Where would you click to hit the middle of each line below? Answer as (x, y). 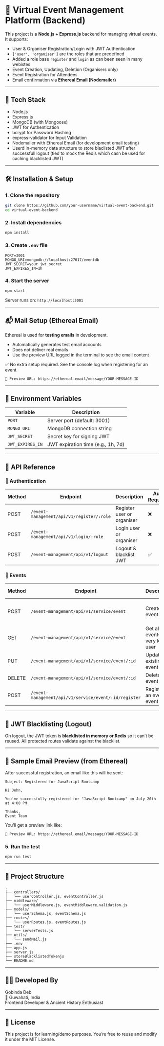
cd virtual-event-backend (31, 210)
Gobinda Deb (18, 992)
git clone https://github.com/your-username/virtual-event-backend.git (79, 206)
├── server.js (20, 952)
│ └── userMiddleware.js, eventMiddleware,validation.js (66, 905)
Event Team (16, 816)
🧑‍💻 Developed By (32, 980)
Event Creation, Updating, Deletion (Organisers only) (65, 69)
